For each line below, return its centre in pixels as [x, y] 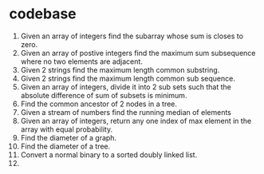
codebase [43, 14]
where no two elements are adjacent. [81, 61]
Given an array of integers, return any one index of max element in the [136, 121]
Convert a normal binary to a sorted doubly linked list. [109, 154]
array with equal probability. [67, 129]
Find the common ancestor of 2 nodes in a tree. [99, 104]
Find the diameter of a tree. [65, 146]
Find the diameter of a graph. [69, 137]
